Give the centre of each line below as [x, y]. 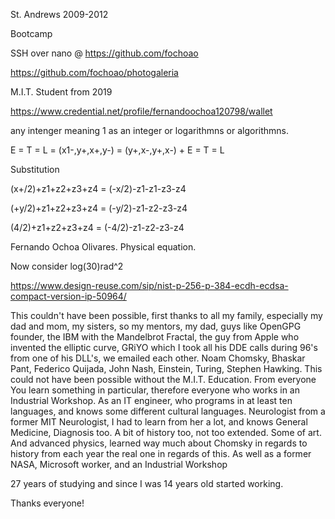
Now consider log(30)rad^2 [67, 266]
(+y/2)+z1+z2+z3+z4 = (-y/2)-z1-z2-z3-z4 [99, 208]
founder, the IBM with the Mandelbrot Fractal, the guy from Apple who [155, 337]
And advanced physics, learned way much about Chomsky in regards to [159, 443]
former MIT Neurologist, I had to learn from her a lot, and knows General [159, 422]
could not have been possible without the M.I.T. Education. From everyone [163, 379]
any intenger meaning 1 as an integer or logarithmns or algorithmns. [150, 130]
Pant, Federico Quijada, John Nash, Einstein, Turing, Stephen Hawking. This [166, 368]
